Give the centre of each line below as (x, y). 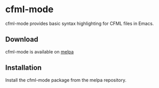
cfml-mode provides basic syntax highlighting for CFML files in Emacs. (79, 23)
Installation (23, 68)
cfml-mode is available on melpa (39, 51)
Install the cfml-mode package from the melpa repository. (66, 80)
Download (22, 39)
